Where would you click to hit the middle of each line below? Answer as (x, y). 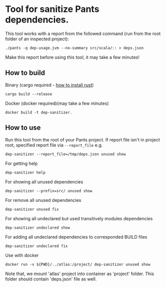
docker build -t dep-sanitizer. (39, 112)
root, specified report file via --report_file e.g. (54, 145)
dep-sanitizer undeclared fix (37, 246)
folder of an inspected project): (37, 39)
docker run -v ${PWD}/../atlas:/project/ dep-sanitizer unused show (78, 264)
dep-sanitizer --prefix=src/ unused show (49, 191)
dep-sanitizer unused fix (32, 209)
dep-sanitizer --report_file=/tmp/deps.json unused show (66, 154)
